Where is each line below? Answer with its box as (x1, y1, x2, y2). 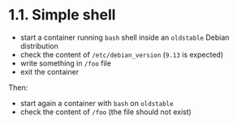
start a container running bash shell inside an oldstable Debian (19, 32, 230, 42)
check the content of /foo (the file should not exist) (19, 107, 192, 117)
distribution (19, 41, 59, 50)
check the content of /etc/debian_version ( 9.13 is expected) (19, 49, 224, 59)
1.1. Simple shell (8, 6, 116, 24)
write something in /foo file (19, 58, 112, 68)
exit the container (19, 66, 80, 76)
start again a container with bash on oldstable (19, 98, 174, 108)
